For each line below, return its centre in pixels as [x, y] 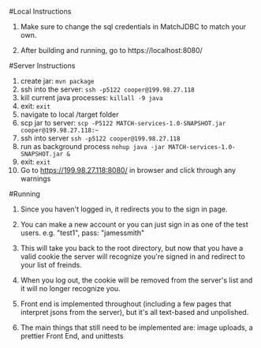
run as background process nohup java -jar [93, 146]
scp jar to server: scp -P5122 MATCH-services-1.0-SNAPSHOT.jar [123, 123]
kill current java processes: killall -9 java [91, 97]
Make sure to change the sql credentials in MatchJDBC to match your [133, 26]
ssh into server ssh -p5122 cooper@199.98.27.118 [100, 138]
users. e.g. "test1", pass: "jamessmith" [82, 233]
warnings [35, 178]
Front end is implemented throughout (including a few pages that [126, 304]
